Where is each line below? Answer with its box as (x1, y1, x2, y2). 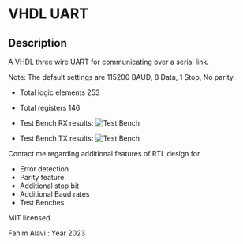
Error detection (19, 164, 69, 174)
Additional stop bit (19, 181, 80, 190)
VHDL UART (8, 5, 89, 23)
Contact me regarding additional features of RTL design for (8, 149, 200, 158)
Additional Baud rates (19, 190, 90, 198)
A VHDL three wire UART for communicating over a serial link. (8, 57, 209, 66)
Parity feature (19, 173, 65, 182)
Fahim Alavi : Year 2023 (8, 228, 85, 238)
